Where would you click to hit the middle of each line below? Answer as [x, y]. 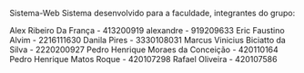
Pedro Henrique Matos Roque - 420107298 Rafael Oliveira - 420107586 [143, 59]
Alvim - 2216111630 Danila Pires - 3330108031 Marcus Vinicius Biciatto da [148, 40]
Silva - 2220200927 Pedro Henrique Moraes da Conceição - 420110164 [144, 50]
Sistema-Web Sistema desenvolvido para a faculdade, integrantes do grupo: [152, 13]
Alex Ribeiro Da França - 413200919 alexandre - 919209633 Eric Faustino [147, 30]
